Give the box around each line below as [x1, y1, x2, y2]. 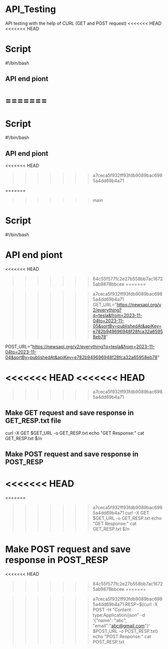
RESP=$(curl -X [125, 602, 158, 608]
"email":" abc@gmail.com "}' [93, 623, 150, 629]
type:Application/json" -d [93, 612, 145, 618]
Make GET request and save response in [5, 409, 134, 417]
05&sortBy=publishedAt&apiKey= [93, 323, 162, 329]
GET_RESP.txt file [5, 416, 61, 425]
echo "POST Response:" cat [93, 633, 151, 639]
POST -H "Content [93, 607, 131, 613]
